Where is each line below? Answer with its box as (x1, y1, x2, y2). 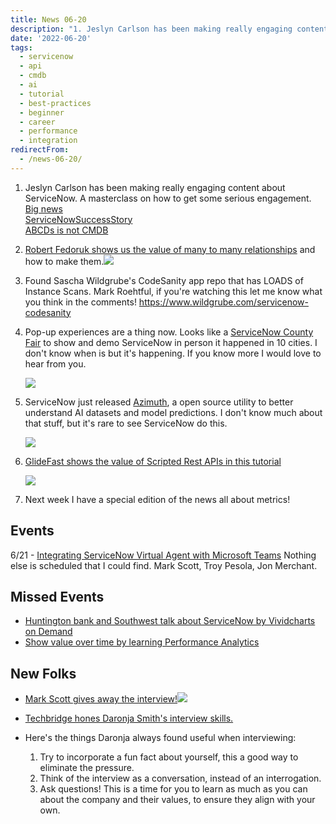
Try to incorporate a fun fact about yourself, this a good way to (39, 751, 299, 763)
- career (19, 117, 56, 127)
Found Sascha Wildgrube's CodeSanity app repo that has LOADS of (24, 274, 304, 286)
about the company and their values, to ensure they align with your (39, 794, 316, 806)
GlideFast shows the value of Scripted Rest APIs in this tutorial (24, 455, 282, 467)
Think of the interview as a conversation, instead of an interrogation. (39, 772, 322, 785)
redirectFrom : (10, 145, 70, 155)
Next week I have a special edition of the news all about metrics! (24, 493, 291, 505)
